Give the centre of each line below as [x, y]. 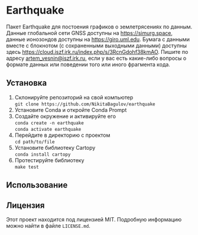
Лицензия [25, 205]
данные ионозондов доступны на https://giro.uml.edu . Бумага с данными [98, 39]
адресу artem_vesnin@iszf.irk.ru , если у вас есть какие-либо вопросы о [96, 58]
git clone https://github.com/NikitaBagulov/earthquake [85, 104]
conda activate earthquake [48, 129]
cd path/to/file [35, 142]
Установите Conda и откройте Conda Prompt [71, 110]
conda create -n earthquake [49, 123]
